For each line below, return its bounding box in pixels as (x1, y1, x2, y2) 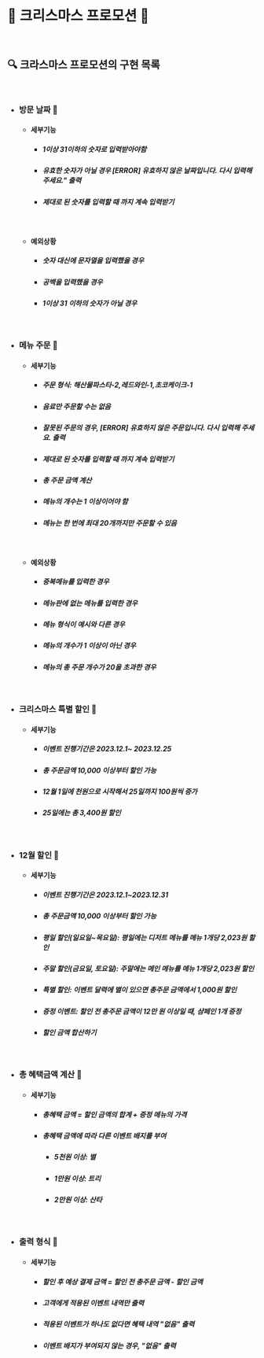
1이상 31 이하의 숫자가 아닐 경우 (42, 298, 137, 308)
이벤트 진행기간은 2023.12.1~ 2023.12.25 (42, 744, 172, 754)
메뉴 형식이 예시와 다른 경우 (42, 619, 126, 629)
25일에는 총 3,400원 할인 (42, 808, 121, 817)
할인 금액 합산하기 (42, 1028, 97, 1038)
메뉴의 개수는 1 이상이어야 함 (42, 496, 129, 507)
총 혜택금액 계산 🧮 (18, 1069, 82, 1080)
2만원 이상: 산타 (53, 1195, 103, 1205)
